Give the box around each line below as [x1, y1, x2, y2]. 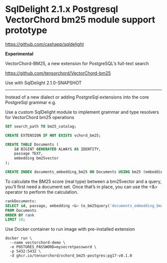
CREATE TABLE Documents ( [5, 142, 59, 147]
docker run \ [5, 236, 32, 241]
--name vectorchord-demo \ [9, 240, 66, 245]
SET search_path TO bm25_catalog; [5, 124, 77, 129]
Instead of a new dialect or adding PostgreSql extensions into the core [5, 94, 149, 100]
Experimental [5, 51, 34, 57]
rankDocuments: [5, 198, 37, 204]
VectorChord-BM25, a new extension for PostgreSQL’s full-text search [5, 60, 149, 66]
